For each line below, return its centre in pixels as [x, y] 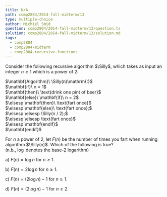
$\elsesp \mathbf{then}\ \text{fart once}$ [48, 103]
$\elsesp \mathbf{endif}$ [32, 124]
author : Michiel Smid [28, 24]
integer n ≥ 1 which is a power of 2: [42, 71]
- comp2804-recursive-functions [44, 52]
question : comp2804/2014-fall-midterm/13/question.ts [63, 29]
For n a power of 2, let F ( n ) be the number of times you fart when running [81, 139]
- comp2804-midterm [30, 47]
